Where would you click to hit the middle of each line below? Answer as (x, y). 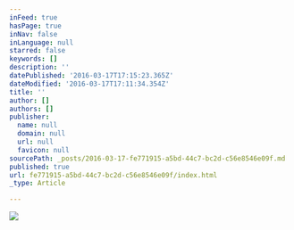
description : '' (39, 68)
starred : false (38, 51)
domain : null (42, 134)
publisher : (29, 117)
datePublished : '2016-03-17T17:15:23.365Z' (92, 76)
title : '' (28, 92)
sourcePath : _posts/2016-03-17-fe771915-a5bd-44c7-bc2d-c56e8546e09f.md (147, 158)
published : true (39, 167)
